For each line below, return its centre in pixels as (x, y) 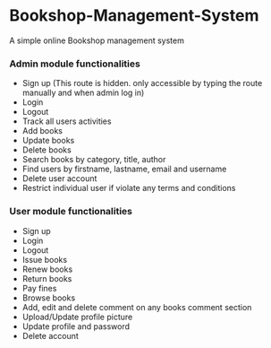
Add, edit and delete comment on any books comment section (137, 307)
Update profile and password (76, 326)
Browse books (49, 298)
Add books (42, 131)
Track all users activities (67, 121)
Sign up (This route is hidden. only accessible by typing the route (142, 83)
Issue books (45, 259)
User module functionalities (71, 212)
